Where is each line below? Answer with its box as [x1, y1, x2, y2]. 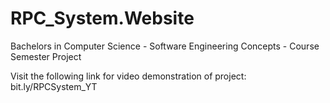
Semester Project [10, 50, 82, 62]
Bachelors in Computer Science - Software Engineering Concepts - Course [10, 40, 320, 52]
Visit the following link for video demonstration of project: [10, 70, 247, 82]
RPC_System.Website [10, 7, 195, 30]
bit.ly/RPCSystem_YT [10, 80, 98, 92]
